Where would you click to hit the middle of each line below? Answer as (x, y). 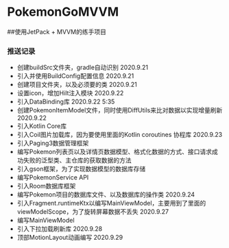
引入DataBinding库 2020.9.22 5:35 (66, 102)
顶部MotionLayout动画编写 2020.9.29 (70, 238)
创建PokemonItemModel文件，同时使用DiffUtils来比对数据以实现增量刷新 (120, 110)
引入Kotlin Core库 (42, 126)
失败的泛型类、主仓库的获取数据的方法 (77, 160)
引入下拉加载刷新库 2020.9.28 (60, 229)
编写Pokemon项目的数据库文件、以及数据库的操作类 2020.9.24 (106, 195)
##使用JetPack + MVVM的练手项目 (57, 32)
